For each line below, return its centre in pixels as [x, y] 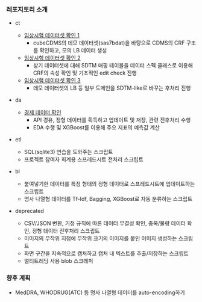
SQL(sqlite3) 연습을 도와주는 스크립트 [68, 152]
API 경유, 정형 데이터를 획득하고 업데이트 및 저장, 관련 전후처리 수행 [112, 120]
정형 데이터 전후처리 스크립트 [66, 231]
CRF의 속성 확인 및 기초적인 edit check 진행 [85, 73]
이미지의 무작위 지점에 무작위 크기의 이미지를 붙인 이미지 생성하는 [100, 238]
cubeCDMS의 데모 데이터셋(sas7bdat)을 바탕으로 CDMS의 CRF [109, 43]
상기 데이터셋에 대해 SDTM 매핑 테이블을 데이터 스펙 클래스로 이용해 [113, 66]
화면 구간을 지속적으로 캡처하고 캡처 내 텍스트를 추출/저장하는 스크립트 [106, 253]
